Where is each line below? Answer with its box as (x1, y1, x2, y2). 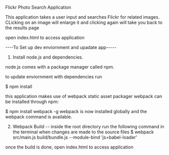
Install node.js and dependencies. (12, 54, 83, 60)
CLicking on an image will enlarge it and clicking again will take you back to (5, 20, 163, 25)
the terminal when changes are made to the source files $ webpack (12, 129, 154, 135)
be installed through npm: (5, 98, 59, 105)
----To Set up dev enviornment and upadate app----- (5, 44, 117, 50)
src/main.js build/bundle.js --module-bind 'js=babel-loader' (12, 134, 138, 140)
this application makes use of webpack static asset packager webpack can (5, 93, 162, 99)
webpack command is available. (5, 114, 73, 120)
